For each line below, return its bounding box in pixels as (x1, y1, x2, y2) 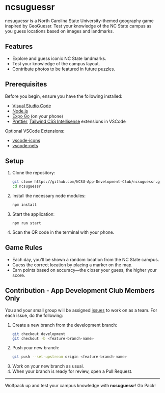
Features (5, 42, 33, 51)
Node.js (12, 108, 28, 114)
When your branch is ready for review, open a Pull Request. (12, 368, 133, 374)
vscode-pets (12, 142, 38, 148)
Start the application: (12, 211, 55, 217)
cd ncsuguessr (12, 184, 41, 189)
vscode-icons (12, 137, 41, 143)
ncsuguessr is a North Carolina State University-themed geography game (5, 18, 154, 24)
